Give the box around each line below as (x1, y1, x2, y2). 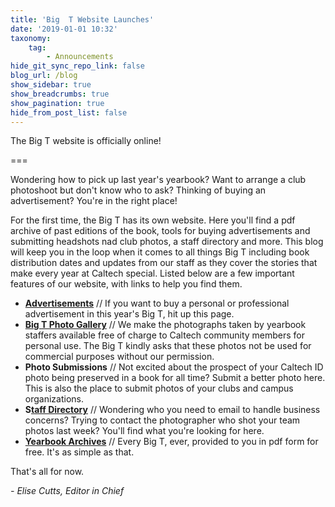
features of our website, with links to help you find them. (10, 278, 243, 290)
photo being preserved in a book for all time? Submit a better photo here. (24, 372, 326, 384)
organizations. (24, 393, 84, 405)
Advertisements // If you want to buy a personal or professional (24, 297, 290, 310)
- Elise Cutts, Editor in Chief (10, 485, 125, 497)
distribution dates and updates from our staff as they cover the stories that (10, 257, 318, 269)
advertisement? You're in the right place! (10, 195, 178, 207)
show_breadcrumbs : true (10, 89, 110, 99)
